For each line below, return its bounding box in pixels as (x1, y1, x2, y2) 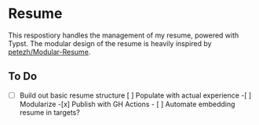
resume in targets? (19, 107, 80, 117)
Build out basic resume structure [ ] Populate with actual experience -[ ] (19, 91, 252, 100)
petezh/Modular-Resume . (8, 47, 91, 56)
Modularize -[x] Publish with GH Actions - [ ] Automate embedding (19, 99, 235, 109)
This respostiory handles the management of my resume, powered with (8, 30, 239, 40)
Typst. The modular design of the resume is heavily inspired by (8, 38, 212, 48)
